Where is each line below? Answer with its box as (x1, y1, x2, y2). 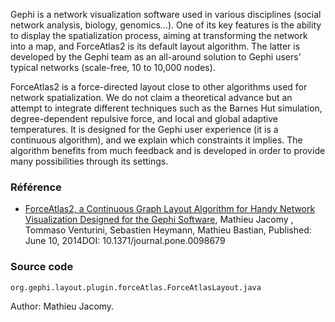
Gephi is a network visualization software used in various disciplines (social (10, 9, 322, 20)
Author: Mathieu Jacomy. (10, 300, 115, 312)
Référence (10, 180, 62, 194)
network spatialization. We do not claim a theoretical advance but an (10, 92, 293, 103)
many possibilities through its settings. (10, 155, 169, 167)
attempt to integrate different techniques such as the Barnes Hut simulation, (10, 102, 323, 114)
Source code (10, 260, 74, 274)
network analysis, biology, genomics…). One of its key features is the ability (10, 19, 322, 31)
